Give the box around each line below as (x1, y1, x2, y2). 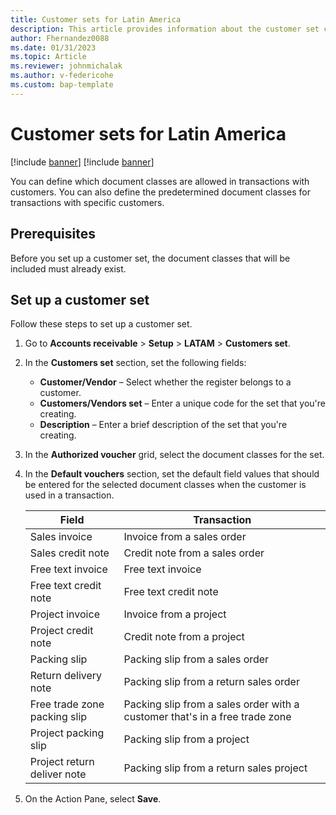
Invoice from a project (123, 607, 227, 621)
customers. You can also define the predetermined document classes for (10, 186, 312, 198)
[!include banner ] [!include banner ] (10, 156, 155, 168)
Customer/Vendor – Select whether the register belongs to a (39, 376, 292, 388)
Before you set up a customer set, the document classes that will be (10, 252, 291, 264)
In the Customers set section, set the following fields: (24, 357, 247, 369)
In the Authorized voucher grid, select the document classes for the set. (24, 449, 325, 461)
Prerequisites (10, 226, 96, 243)
